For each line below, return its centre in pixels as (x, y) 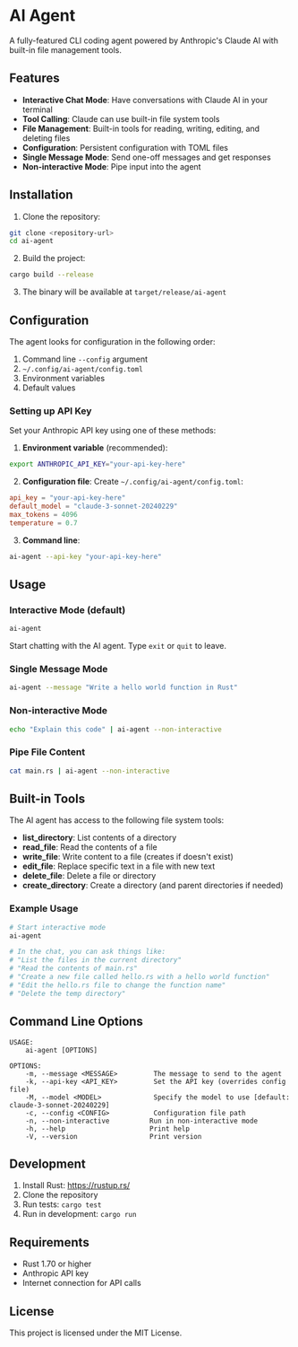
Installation (41, 195)
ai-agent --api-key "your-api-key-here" (86, 556)
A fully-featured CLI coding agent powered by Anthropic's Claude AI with (144, 40)
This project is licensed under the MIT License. (96, 1333)
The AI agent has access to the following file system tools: (117, 820)
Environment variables (64, 378)
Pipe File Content (47, 752)
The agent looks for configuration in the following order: (112, 341)
